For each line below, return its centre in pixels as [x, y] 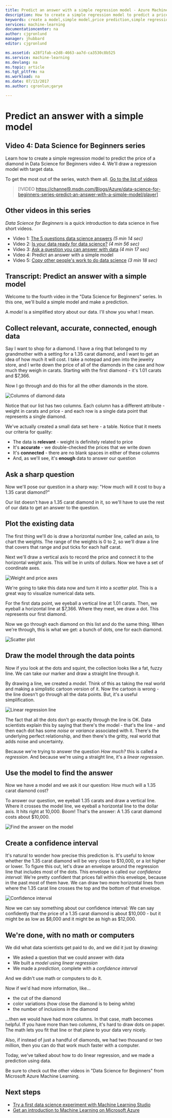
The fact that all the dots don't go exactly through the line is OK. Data [78, 720]
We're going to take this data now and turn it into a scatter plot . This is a [81, 588]
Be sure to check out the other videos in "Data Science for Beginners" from [85, 1071]
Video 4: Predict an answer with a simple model [63, 255]
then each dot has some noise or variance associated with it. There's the [82, 730]
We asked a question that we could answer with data [68, 957]
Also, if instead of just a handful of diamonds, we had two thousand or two [84, 1040]
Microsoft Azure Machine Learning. [42, 1076]
